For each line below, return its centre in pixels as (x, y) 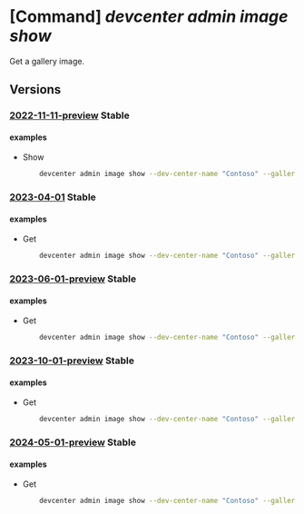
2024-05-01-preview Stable (73, 442)
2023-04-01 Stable (53, 197)
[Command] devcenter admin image (149, 17)
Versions (35, 89)
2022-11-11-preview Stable (69, 115)
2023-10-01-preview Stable (72, 361)
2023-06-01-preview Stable (73, 279)
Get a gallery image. (47, 61)
